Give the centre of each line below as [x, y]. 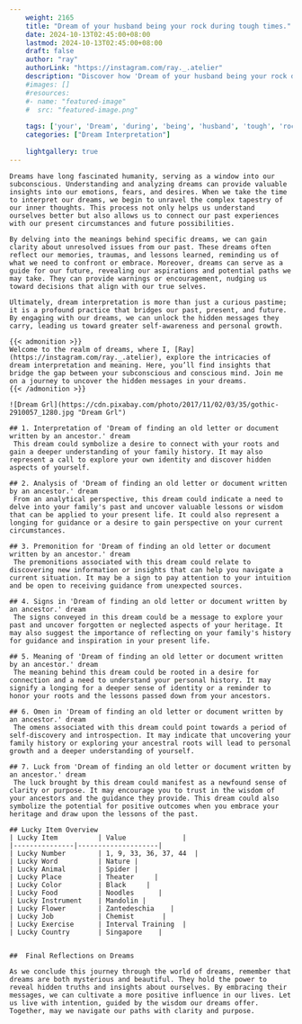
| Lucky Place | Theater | [84, 877]
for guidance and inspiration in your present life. [110, 641]
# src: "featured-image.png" [82, 110]
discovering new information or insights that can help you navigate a [146, 570]
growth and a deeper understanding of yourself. [102, 751]
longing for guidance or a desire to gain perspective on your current [146, 523]
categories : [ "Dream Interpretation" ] [98, 135]
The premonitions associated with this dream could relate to [132, 562]
